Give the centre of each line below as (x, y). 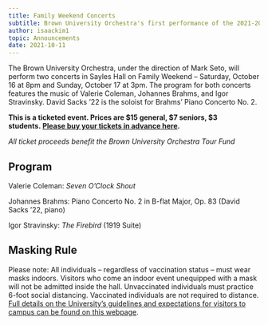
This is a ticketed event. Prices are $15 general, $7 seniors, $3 (113, 117)
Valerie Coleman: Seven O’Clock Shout (72, 185)
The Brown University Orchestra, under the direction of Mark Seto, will (124, 68)
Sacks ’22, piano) (37, 209)
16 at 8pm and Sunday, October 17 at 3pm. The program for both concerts (130, 85)
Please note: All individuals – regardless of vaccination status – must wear (130, 269)
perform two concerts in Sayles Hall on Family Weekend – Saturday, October (134, 77)
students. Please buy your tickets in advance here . (95, 126)
